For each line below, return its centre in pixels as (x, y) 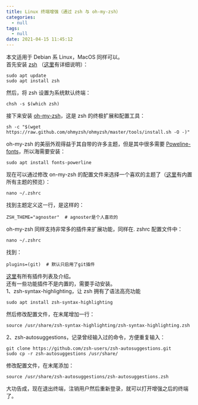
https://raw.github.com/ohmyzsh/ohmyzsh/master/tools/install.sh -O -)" (98, 132)
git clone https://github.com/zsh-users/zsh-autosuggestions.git (89, 349)
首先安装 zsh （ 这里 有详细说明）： (47, 64)
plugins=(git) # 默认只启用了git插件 (51, 265)
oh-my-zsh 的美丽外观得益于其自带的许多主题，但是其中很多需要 (86, 144)
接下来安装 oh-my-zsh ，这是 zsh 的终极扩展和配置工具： (76, 116)
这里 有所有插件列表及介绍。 (40, 276)
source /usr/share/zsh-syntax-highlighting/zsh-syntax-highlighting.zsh (98, 325)
